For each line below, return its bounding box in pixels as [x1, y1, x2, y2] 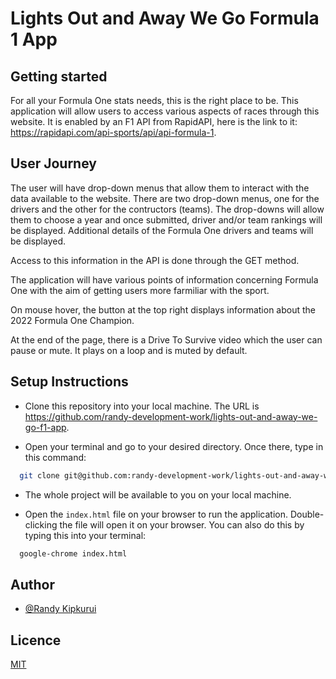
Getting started [10, 68, 108, 85]
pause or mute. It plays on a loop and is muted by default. [10, 344, 248, 356]
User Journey [10, 155, 97, 172]
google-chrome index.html [19, 548, 128, 559]
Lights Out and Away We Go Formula [10, 7, 320, 30]
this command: [24, 451, 87, 463]
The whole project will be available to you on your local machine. [24, 488, 292, 501]
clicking [24, 518, 58, 531]
